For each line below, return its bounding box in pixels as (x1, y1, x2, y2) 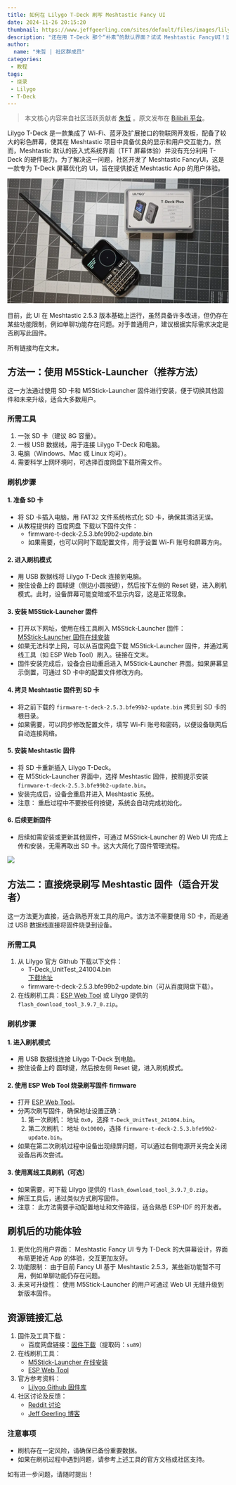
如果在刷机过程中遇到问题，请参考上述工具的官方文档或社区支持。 (17, 1455, 209, 1463)
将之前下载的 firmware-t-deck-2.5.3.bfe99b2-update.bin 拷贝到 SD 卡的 (17, 702, 227, 711)
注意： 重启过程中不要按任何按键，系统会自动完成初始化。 (17, 798, 186, 806)
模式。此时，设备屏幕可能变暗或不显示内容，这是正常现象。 (17, 590, 190, 598)
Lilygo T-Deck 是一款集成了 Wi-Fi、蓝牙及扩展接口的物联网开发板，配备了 (7, 129, 221, 137)
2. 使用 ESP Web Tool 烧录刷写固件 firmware (7, 1081, 137, 1089)
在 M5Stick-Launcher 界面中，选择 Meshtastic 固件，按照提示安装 (17, 772, 209, 780)
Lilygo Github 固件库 (27, 1383, 87, 1391)
